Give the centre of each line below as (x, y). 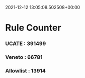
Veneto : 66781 (24, 57)
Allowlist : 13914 (26, 70)
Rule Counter (33, 28)
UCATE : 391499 (26, 44)
